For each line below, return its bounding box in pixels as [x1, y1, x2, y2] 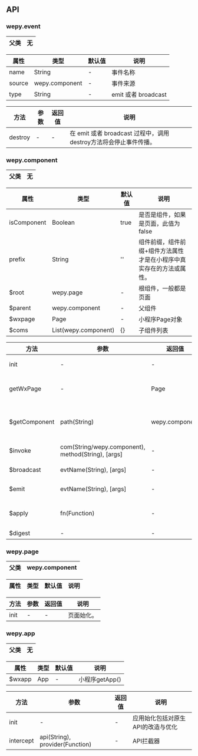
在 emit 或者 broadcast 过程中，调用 [70, 129, 170, 137]
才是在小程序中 [138, 255, 180, 264]
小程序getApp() [78, 675, 122, 683]
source [9, 79, 28, 87]
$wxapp [9, 675, 32, 683]
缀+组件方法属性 [138, 246, 184, 255]
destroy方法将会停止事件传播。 [70, 138, 156, 146]
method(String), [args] [60, 450, 123, 458]
